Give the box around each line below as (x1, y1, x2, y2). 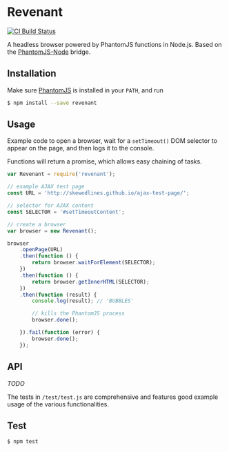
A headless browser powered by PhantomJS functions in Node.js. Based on (7, 40, 222, 48)
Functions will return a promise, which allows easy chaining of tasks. (7, 157, 202, 166)
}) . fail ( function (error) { (19, 329, 100, 336)
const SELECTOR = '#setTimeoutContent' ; (7, 208, 126, 215)
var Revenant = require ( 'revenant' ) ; (7, 170, 116, 178)
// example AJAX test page (7, 184, 85, 190)
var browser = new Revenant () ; (7, 227, 97, 235)
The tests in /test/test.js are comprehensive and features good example (7, 393, 219, 401)
